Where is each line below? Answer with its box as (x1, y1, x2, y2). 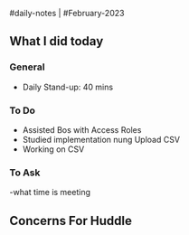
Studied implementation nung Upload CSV (22, 134, 181, 145)
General (9, 61, 45, 73)
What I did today (9, 33, 104, 49)
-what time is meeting (9, 187, 91, 198)
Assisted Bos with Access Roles (22, 124, 142, 135)
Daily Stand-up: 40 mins (22, 81, 114, 92)
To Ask (9, 166, 41, 179)
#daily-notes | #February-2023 (9, 8, 125, 18)
